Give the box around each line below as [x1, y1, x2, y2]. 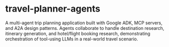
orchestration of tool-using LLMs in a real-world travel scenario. [5, 36, 138, 42]
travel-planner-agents [5, 3, 100, 15]
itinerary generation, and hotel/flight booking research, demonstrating [5, 30, 150, 36]
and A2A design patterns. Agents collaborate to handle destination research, [5, 25, 164, 31]
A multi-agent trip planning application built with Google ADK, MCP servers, [5, 20, 163, 26]
